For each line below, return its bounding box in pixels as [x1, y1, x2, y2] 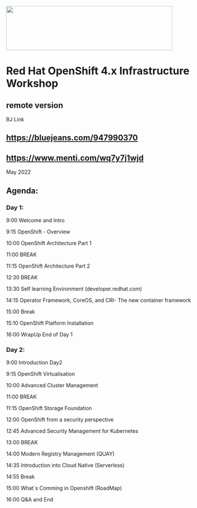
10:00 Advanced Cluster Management [6, 382, 98, 389]
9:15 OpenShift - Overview [6, 228, 71, 235]
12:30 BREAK [6, 273, 38, 281]
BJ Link [6, 116, 25, 123]
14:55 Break [6, 473, 35, 480]
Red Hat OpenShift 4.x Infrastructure [6, 64, 190, 78]
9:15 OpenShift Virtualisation [6, 371, 75, 378]
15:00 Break [6, 308, 35, 315]
